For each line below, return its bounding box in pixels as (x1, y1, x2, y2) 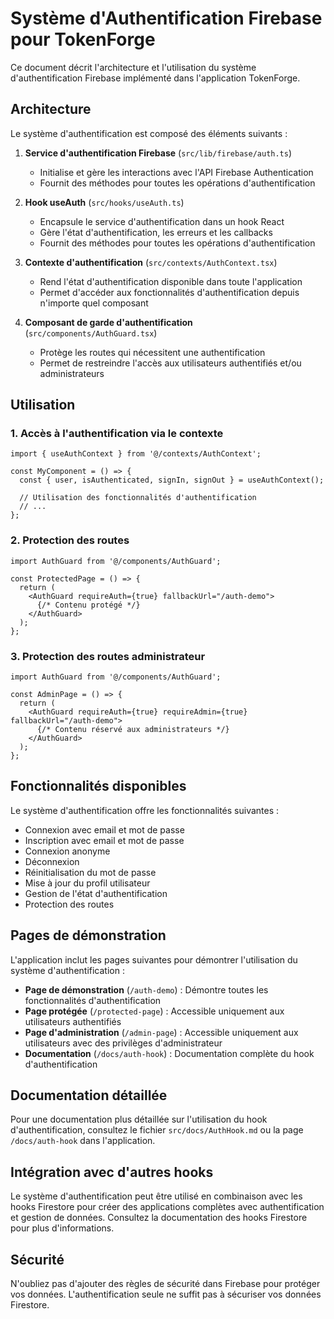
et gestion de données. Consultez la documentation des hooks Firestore (10, 1212, 308, 1224)
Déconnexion (24, 855, 80, 867)
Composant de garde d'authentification (24, 316, 193, 328)
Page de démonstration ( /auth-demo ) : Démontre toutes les (24, 983, 269, 996)
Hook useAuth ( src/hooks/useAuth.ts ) (24, 196, 185, 208)
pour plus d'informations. (10, 1222, 115, 1234)
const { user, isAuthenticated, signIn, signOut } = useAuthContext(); (19, 475, 325, 486)
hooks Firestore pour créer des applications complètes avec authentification (10, 1201, 325, 1213)
